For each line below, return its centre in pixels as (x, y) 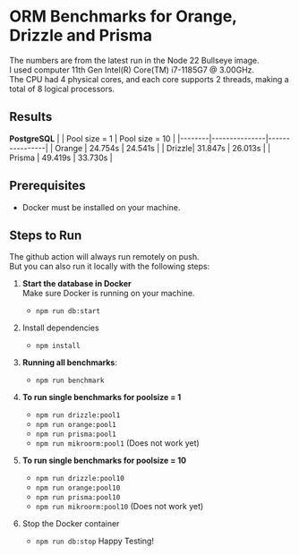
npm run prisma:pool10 (78, 498)
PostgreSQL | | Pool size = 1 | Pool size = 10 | (93, 138)
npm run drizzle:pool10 (80, 479)
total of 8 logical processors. (62, 89)
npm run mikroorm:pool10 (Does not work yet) (120, 507)
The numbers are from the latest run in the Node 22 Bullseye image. (134, 60)
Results (31, 117)
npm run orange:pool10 (78, 488)
